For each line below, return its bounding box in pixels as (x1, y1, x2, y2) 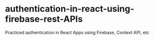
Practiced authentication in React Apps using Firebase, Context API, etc (5, 29, 150, 35)
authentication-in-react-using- (5, 3, 134, 14)
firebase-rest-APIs (5, 13, 83, 25)
